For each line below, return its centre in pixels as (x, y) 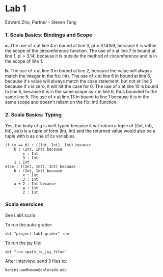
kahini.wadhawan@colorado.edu (36, 270)
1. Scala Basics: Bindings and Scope (49, 35)
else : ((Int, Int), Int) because (41, 166)
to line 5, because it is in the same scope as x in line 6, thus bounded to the (81, 92)
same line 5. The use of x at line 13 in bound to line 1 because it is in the (77, 97)
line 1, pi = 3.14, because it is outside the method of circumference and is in (81, 56)
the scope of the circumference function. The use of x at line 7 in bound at (80, 51)
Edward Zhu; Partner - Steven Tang (41, 22)
